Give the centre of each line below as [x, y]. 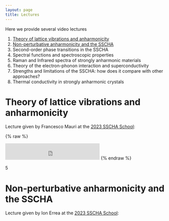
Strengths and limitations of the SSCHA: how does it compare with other [88, 71]
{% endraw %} [116, 158]
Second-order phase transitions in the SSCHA [60, 49]
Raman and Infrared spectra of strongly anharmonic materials [77, 60]
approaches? [26, 76]
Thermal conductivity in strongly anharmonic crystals [68, 82]
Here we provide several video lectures [46, 29]
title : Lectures [22, 15]
